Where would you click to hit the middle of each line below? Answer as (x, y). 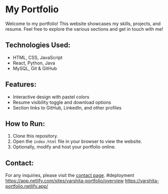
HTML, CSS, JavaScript (38, 57)
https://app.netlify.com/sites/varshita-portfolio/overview (65, 181)
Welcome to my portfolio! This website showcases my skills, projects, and (83, 24)
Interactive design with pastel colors (51, 97)
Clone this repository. (35, 136)
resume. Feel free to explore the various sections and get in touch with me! (84, 29)
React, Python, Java (34, 63)
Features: (21, 85)
